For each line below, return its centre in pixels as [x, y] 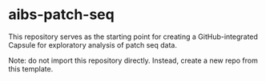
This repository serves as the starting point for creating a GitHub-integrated [133, 37]
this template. [31, 68]
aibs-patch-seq [61, 15]
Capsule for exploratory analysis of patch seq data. [93, 44]
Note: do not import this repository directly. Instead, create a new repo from [133, 60]
